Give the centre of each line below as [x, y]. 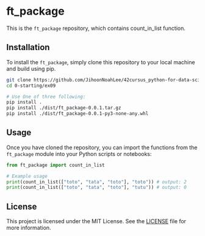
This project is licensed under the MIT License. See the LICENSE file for [96, 221]
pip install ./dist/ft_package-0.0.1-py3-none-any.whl [77, 114]
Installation [28, 47]
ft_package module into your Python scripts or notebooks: [79, 153]
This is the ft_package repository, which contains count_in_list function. [96, 28]
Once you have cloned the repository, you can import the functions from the [102, 147]
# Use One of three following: [46, 97]
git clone [19, 80]
